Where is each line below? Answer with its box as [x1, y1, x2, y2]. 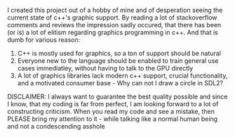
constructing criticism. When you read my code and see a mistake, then [7, 108, 215, 115]
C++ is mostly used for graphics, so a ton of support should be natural [17, 49, 221, 57]
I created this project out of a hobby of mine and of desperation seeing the [7, 6, 223, 14]
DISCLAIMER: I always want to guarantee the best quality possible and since [7, 92, 228, 101]
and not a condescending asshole [7, 122, 105, 130]
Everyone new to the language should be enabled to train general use [17, 57, 219, 65]
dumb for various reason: [7, 36, 81, 44]
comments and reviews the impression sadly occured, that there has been [7, 21, 222, 29]
